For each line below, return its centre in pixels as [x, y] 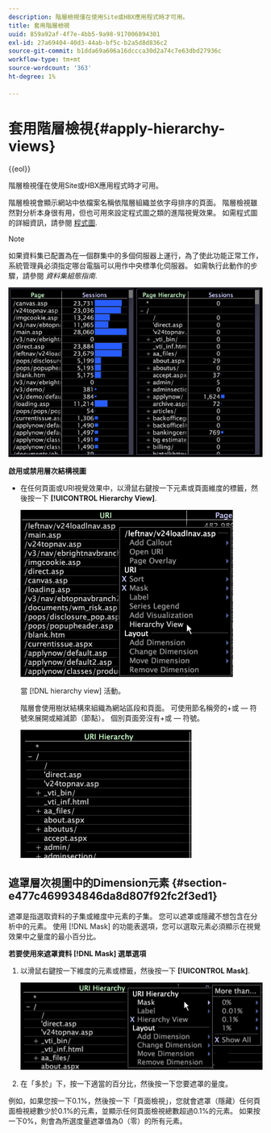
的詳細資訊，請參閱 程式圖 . [53, 223]
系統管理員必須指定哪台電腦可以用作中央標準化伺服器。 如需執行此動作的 [129, 265]
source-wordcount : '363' [50, 69]
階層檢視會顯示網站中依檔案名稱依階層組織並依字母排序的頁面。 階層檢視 [129, 203]
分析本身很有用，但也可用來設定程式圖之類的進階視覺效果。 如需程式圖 [140, 212]
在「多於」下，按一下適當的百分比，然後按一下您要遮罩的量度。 [126, 1084]
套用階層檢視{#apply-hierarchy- [117, 128]
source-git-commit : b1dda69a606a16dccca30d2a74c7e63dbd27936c [115, 51]
